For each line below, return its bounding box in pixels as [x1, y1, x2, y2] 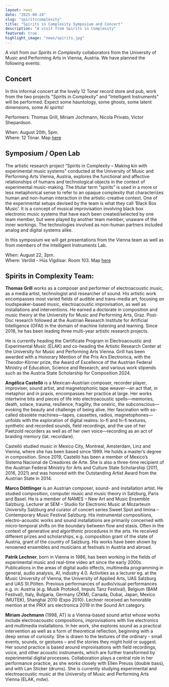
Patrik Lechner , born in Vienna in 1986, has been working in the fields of [5, 554, 156, 560]
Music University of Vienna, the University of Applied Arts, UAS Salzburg [5, 575, 156, 582]
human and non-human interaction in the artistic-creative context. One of [5, 195, 158, 201]
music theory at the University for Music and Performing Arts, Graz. [5, 312, 146, 318]
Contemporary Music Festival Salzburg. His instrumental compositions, [5, 512, 153, 518]
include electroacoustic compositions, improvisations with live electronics [5, 617, 158, 623]
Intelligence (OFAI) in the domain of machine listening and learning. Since [5, 323, 158, 329]
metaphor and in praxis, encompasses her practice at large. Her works [5, 391, 152, 397]
